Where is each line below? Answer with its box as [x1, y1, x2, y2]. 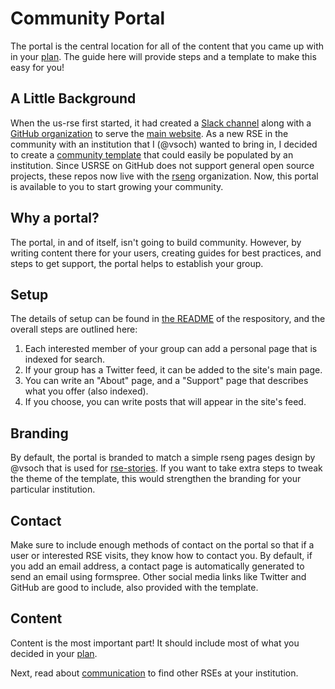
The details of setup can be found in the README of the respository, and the [10, 313, 326, 325]
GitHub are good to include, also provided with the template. [10, 582, 259, 593]
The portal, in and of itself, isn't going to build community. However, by [10, 236, 302, 248]
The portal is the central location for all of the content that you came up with [10, 40, 324, 52]
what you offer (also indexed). [24, 385, 149, 397]
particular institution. [10, 483, 96, 496]
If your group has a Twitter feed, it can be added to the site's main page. [24, 364, 323, 376]
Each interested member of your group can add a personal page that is [24, 343, 318, 355]
